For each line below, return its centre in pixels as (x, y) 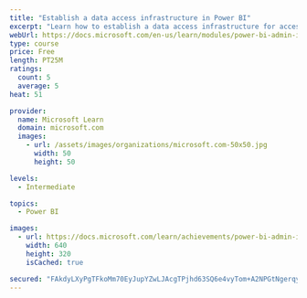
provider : (28, 111)
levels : (24, 178)
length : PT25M (37, 60)
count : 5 (34, 78)
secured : (26, 279)
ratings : (26, 69)
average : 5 (38, 86)
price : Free (32, 52)
